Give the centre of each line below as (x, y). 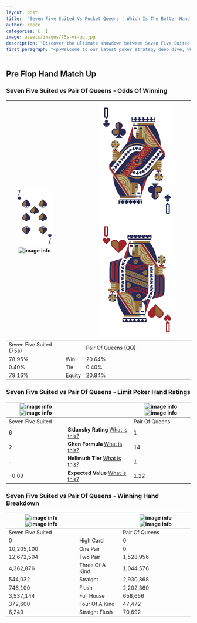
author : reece (23, 25)
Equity (73, 375)
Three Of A (92, 565)
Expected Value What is (97, 473)
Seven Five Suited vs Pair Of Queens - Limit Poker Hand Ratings (98, 392)
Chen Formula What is (95, 444)
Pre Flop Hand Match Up (51, 74)
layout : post (22, 12)
